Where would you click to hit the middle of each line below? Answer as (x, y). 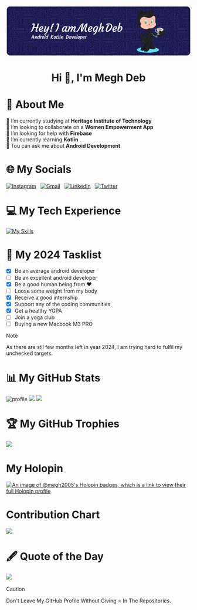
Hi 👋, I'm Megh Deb (98, 78)
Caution (16, 589)
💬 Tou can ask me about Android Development (63, 145)
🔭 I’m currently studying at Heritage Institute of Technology (79, 121)
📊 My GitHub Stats (53, 378)
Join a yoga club (35, 317)
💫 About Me (35, 104)
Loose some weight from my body (56, 291)
